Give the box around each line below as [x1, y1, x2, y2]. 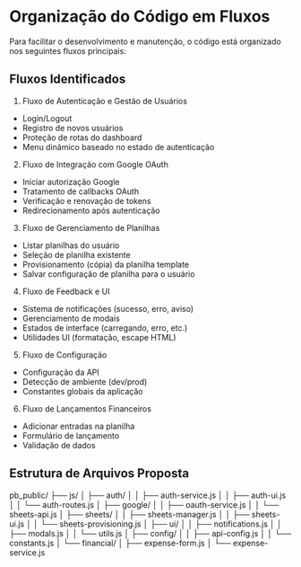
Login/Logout [21, 112, 73, 123]
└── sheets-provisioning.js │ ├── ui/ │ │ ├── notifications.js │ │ [39, 518, 282, 529]
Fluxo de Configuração [21, 349, 107, 360]
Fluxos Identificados [9, 72, 126, 87]
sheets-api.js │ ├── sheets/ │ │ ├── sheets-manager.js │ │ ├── [9, 509, 250, 519]
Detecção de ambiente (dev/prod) [21, 376, 148, 387]
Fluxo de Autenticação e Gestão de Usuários [21, 95, 188, 106]
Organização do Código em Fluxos [9, 6, 271, 27]
